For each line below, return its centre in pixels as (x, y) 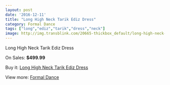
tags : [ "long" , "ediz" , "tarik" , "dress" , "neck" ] (55, 29)
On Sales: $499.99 (25, 58)
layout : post (19, 10)
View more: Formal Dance (32, 77)
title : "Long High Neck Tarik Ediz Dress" (51, 19)
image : (12, 33)
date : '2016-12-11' (26, 15)
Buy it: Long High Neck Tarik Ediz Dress (47, 67)
